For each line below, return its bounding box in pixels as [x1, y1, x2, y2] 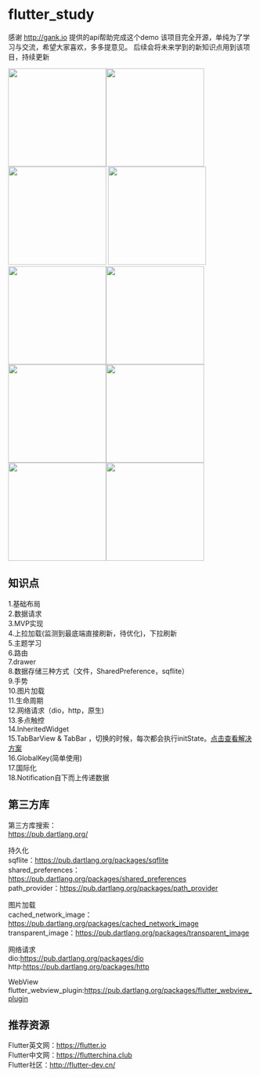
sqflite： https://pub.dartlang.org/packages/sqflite [8, 855, 169, 865]
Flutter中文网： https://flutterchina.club [8, 1050, 133, 1060]
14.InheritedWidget [8, 724, 69, 734]
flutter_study [8, 5, 95, 24]
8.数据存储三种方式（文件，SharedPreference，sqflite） [8, 666, 190, 676]
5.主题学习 [8, 638, 42, 647]
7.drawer [8, 657, 37, 666]
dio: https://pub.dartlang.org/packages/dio [8, 953, 144, 963]
